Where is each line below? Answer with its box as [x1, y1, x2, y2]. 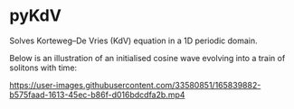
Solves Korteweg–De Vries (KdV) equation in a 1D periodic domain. [9, 35, 258, 46]
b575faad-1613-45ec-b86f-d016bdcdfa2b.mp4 [9, 89, 185, 100]
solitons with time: [9, 62, 78, 73]
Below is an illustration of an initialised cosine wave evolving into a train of [9, 52, 286, 63]
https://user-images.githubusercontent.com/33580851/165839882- [9, 79, 261, 90]
